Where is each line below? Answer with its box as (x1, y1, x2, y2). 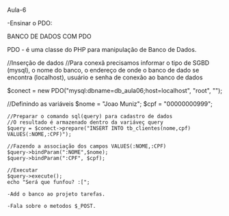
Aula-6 (7, 6, 27, 14)
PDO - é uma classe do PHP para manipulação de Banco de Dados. (7, 46, 197, 53)
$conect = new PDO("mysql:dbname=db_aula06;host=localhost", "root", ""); (7, 87, 223, 94)
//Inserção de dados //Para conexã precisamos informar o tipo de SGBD (7, 59, 210, 67)
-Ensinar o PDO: (7, 19, 53, 27)
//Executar (7, 167, 38, 174)
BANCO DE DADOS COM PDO (7, 32, 92, 40)
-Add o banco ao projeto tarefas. (7, 191, 106, 198)
